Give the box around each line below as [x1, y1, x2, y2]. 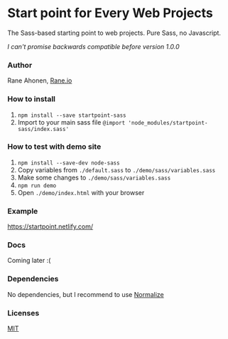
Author [7, 60, 33, 70]
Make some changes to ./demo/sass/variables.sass [17, 173, 171, 182]
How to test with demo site [7, 142, 102, 152]
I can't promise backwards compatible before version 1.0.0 [7, 42, 180, 51]
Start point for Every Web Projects [7, 5, 213, 21]
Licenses [7, 308, 40, 318]
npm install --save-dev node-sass [17, 159, 120, 167]
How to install [7, 94, 55, 104]
